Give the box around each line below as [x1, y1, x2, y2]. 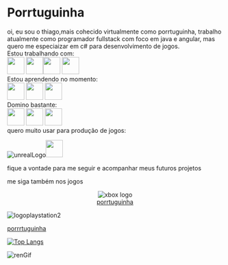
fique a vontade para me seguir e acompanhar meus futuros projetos [7, 164, 202, 172]
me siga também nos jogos [7, 177, 84, 186]
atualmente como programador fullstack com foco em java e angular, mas [7, 34, 216, 42]
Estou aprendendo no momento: [7, 75, 98, 83]
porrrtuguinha [7, 224, 47, 232]
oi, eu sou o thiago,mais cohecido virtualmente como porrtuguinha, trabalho [7, 27, 222, 36]
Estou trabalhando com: [7, 49, 75, 58]
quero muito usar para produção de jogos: [7, 126, 127, 134]
